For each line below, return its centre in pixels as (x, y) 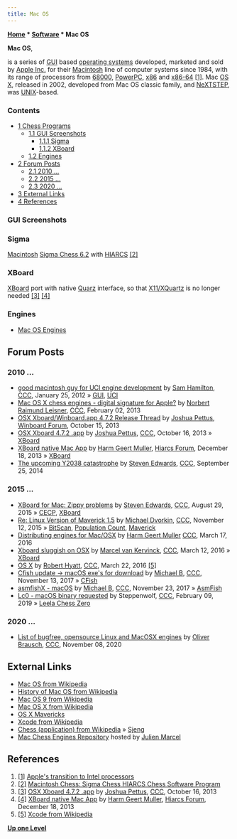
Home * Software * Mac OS (48, 34)
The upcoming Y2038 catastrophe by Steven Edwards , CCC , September (123, 464)
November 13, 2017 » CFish (57, 580)
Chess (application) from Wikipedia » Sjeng (81, 729)
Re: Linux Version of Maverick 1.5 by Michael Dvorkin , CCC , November (121, 520)
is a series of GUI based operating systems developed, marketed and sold (115, 62)
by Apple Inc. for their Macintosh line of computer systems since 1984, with (118, 69)
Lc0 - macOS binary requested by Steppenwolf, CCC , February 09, (116, 595)
